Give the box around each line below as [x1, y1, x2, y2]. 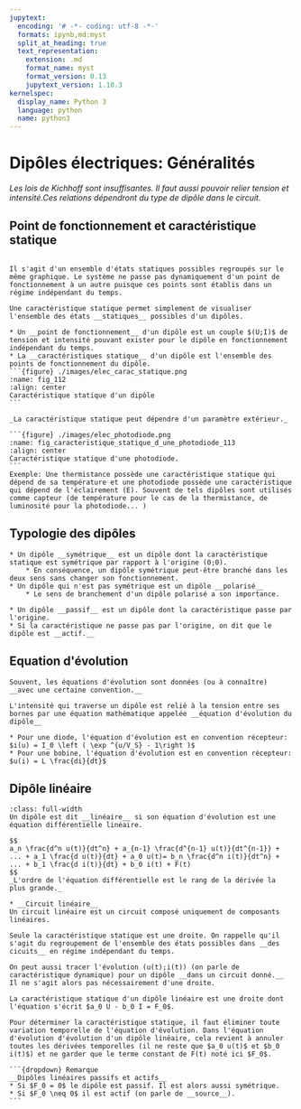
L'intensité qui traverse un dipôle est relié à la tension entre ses [9, 701, 280, 710]
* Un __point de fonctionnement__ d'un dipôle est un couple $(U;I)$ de [9, 327, 288, 337]
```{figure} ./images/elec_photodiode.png [9, 430, 171, 439]
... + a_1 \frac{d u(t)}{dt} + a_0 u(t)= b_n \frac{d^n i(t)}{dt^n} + [9, 853, 280, 862]
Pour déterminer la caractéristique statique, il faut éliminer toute [9, 1018, 280, 1028]
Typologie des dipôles [9, 526, 136, 542]
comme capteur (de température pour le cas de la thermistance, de [9, 493, 269, 502]
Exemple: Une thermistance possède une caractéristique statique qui [9, 470, 277, 479]
